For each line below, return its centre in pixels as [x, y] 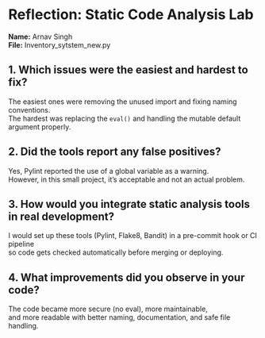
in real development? [61, 216]
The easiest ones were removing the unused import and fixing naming [123, 102]
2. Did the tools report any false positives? [115, 152]
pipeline [21, 244]
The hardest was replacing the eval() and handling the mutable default [125, 118]
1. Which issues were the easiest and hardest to [128, 70]
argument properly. [40, 127]
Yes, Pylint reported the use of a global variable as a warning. [109, 171]
